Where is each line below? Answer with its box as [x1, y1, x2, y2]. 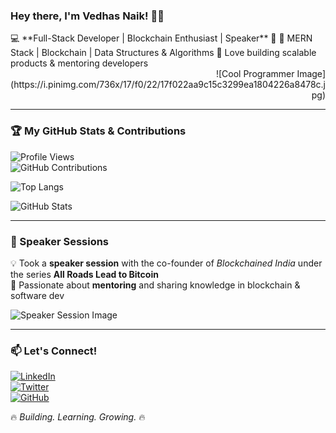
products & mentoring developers [10, 57, 149, 69]
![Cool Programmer [215, 68, 295, 80]
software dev [10, 289, 65, 301]
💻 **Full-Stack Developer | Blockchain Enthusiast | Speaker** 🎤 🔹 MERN [10, 32, 313, 44]
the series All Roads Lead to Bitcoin [10, 268, 159, 280]
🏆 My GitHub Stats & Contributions [10, 124, 187, 138]
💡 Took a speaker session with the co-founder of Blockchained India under [10, 257, 323, 269]
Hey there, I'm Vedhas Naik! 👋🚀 [10, 9, 165, 23]
